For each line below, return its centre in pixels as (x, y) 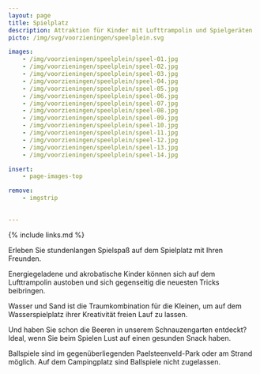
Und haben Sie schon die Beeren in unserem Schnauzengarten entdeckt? (128, 330)
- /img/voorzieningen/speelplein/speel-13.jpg (100, 147)
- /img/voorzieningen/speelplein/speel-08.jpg (100, 111)
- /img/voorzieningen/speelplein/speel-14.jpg (100, 155)
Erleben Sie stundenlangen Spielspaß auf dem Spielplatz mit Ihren (116, 250)
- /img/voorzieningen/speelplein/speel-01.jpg (100, 59)
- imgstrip (40, 198)
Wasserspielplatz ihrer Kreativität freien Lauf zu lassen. (98, 314)
